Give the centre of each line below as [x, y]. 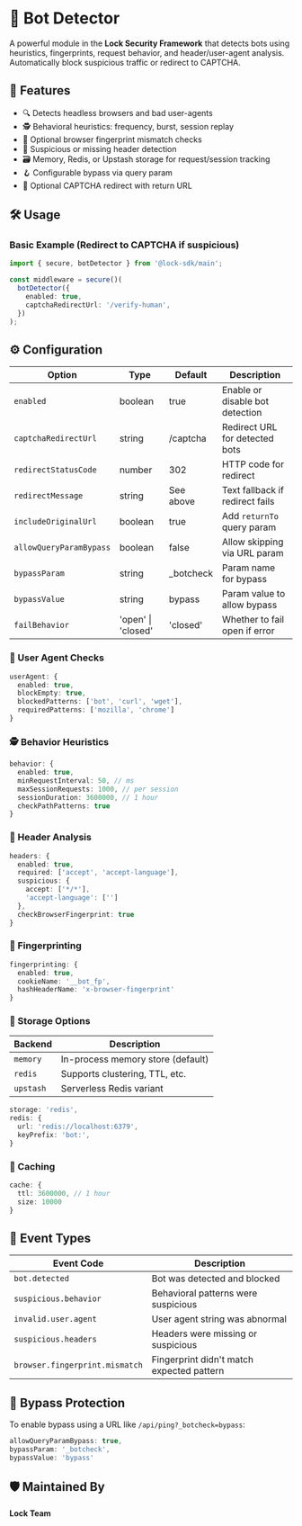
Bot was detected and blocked [216, 1279]
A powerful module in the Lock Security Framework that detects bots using [150, 43]
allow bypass [249, 605]
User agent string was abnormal [219, 1319]
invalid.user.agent [55, 1319]
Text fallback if [253, 490]
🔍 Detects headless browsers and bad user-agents [117, 112]
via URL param [253, 553]
